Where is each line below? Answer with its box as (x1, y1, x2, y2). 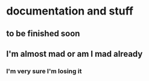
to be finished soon (6, 28, 80, 39)
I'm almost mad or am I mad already (6, 48, 143, 59)
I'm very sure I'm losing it (6, 66, 82, 75)
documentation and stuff (6, 4, 134, 18)
